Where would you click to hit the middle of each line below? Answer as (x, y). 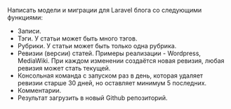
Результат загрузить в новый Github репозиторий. (92, 98)
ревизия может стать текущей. (64, 68)
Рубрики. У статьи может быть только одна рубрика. (97, 46)
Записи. (29, 31)
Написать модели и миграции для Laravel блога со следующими (105, 10)
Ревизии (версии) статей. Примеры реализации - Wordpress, (109, 53)
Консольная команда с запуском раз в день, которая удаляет (110, 75)
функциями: (25, 17)
